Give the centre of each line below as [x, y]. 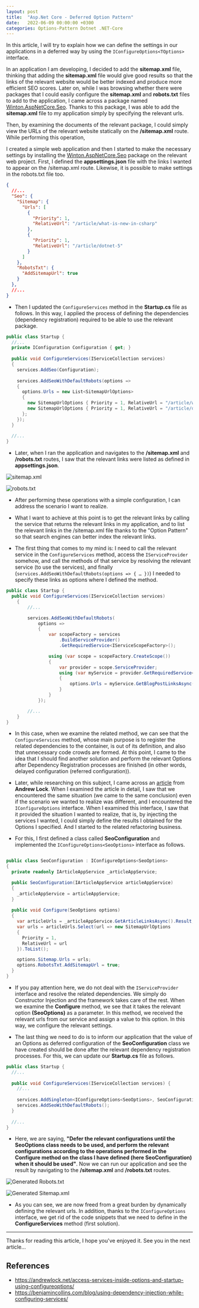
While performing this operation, [46, 138]
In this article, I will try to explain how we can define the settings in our [92, 45]
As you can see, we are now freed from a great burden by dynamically [100, 1205]
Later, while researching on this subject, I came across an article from [99, 783]
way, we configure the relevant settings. [63, 1025]
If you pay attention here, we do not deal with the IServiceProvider [97, 987]
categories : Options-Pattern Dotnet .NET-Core [65, 28]
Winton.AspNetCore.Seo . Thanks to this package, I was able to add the [93, 107]
